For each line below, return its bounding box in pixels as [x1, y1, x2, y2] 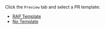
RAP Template [12, 14, 41, 19]
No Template [12, 19, 38, 24]
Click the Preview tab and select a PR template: [5, 4, 100, 10]
